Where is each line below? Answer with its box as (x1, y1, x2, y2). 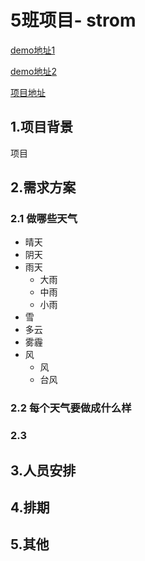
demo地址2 (10, 65, 57, 77)
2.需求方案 (10, 179, 77, 196)
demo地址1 (10, 44, 56, 56)
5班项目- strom (10, 9, 137, 32)
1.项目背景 (10, 119, 74, 136)
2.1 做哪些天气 (10, 212, 78, 226)
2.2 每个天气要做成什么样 (10, 401, 132, 415)
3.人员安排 (10, 462, 77, 479)
